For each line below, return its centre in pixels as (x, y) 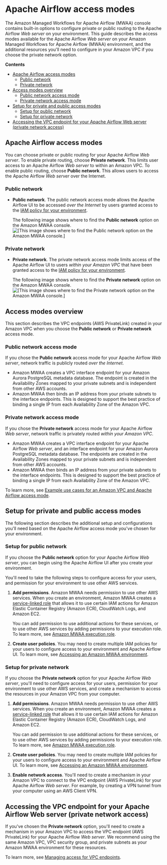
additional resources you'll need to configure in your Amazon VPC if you (79, 49)
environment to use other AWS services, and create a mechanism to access (83, 689)
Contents (15, 64)
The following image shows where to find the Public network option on (85, 220)
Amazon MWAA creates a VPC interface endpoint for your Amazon (81, 373)
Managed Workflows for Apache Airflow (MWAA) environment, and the (78, 44)
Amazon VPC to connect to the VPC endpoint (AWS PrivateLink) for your (87, 780)
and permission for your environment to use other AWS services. (72, 583)
